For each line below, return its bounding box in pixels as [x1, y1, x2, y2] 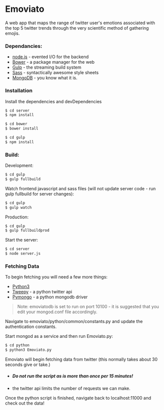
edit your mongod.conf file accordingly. [17, 309, 98, 315]
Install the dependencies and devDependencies [5, 98, 102, 104]
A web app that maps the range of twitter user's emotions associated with [5, 20, 155, 26]
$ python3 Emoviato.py [5, 347, 52, 353]
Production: [5, 214, 29, 220]
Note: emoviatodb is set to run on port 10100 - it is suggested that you [17, 304, 159, 310]
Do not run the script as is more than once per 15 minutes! [12, 373, 133, 379]
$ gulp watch [5, 205, 32, 210]
